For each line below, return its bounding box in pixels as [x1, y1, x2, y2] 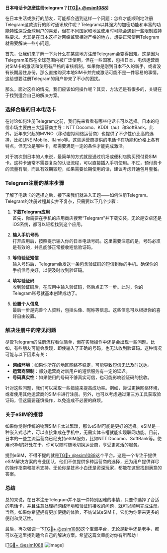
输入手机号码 [12, 232, 39, 237]
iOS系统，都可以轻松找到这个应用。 [12, 221, 85, 227]
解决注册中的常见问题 [5, 326, 56, 333]
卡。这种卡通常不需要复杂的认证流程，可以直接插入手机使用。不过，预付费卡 [5, 160, 162, 166]
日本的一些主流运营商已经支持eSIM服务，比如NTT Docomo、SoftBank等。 [5, 436, 158, 442]
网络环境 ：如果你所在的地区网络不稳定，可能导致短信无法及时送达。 [12, 362, 152, 368]
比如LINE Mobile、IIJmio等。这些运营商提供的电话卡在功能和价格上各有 [13, 137, 160, 143]
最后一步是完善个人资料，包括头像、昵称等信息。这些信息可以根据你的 [12, 307, 157, 313]
